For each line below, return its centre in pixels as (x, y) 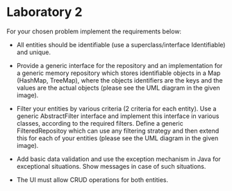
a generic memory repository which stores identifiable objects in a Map (118, 73)
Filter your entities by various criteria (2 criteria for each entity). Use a (116, 108)
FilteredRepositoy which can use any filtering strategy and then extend (118, 131)
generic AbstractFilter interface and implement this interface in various (118, 116)
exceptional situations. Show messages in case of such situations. (111, 166)
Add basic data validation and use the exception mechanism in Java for (119, 159)
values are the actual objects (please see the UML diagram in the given (118, 88)
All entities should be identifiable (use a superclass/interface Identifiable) (121, 44)
